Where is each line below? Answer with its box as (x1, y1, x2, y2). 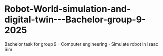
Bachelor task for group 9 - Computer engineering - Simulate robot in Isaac (4, 41, 158, 47)
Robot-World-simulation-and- (4, 3, 131, 15)
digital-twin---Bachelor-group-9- (4, 14, 146, 25)
